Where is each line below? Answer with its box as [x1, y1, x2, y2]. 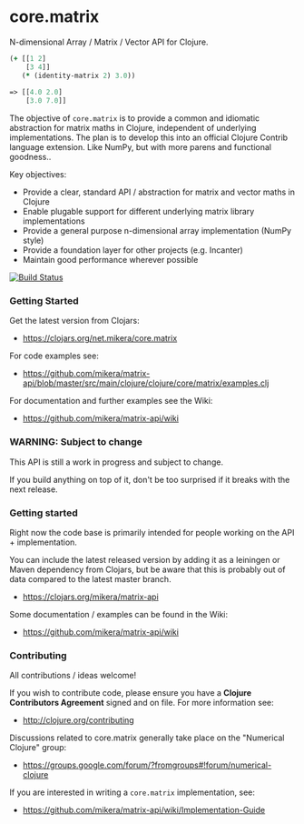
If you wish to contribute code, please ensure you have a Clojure [9, 688, 252, 698]
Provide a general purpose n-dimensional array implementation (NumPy [22, 226, 292, 236]
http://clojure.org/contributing [22, 715, 134, 726]
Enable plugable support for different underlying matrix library [22, 206, 255, 217]
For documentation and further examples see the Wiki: [9, 396, 213, 407]
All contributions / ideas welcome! [9, 670, 137, 681]
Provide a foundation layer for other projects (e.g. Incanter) [22, 245, 243, 256]
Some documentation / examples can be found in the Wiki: [9, 609, 229, 620]
